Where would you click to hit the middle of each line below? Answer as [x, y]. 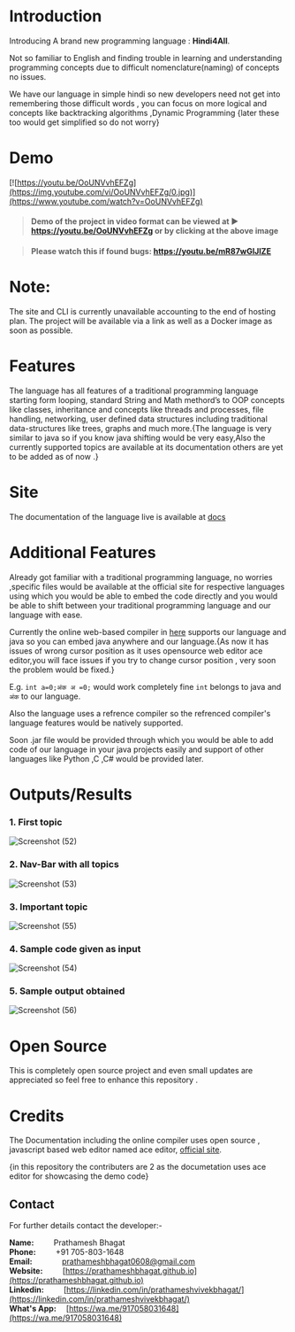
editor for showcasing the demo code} [79, 1176]
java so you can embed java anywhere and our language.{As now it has [139, 641]
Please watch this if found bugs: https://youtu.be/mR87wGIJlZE [151, 252]
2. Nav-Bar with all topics [64, 864]
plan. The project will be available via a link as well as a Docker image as [141, 321]
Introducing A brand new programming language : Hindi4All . [120, 41]
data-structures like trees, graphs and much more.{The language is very [140, 428]
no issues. [28, 76]
